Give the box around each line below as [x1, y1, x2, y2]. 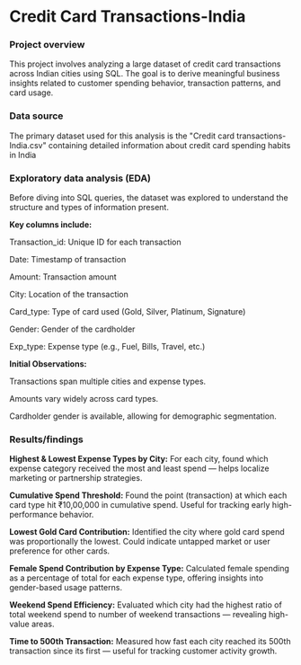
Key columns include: [9, 219, 93, 230]
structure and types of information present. [9, 202, 169, 213]
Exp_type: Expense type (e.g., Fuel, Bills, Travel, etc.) [9, 341, 206, 352]
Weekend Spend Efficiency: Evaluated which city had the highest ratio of [9, 599, 283, 610]
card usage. [9, 87, 54, 98]
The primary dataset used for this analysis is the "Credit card [9, 130, 235, 141]
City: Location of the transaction [9, 289, 128, 300]
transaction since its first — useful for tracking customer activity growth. [9, 645, 278, 657]
